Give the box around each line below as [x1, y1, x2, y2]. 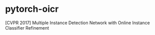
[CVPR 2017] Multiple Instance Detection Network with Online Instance [5, 20, 150, 26]
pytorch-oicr [5, 3, 59, 15]
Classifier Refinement [5, 25, 49, 31]
